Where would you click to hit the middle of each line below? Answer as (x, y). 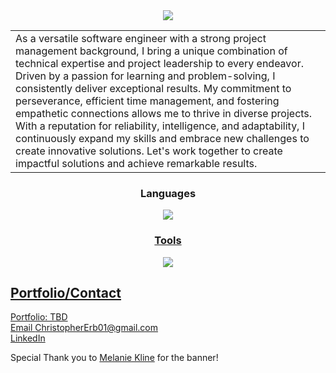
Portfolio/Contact (66, 292)
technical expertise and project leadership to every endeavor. (159, 63)
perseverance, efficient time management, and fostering (147, 101)
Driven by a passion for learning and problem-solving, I (145, 76)
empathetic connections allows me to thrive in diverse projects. (164, 113)
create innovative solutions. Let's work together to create (149, 151)
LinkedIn (28, 338)
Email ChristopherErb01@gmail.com (84, 328)
